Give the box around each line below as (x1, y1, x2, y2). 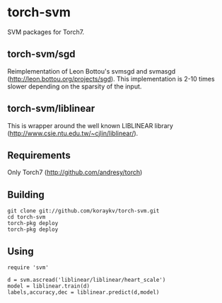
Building (7, 188, 45, 200)
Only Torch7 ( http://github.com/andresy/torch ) (7, 168, 143, 177)
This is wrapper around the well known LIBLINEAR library (7, 121, 173, 130)
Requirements (7, 149, 71, 161)
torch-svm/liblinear (7, 103, 95, 115)
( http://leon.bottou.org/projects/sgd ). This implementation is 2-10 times (7, 74, 215, 83)
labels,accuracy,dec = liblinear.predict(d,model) (7, 289, 160, 296)
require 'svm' (7, 264, 49, 271)
